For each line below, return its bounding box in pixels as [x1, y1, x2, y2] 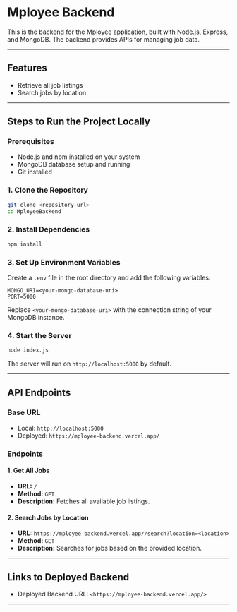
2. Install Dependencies [7, 224, 90, 234]
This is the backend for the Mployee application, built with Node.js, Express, [7, 28, 229, 36]
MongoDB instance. [7, 313, 65, 321]
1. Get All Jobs [7, 467, 50, 475]
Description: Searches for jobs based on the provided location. [17, 544, 202, 553]
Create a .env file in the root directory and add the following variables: [7, 273, 211, 282]
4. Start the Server [7, 330, 72, 340]
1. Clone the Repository [7, 185, 88, 195]
